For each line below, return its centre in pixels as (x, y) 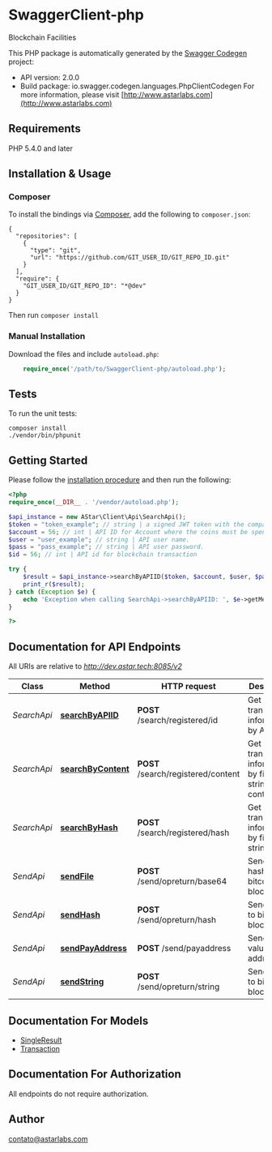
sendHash (81, 915)
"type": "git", (55, 251)
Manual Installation (47, 336)
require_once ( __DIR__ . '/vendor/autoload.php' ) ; (94, 503)
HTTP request (188, 687)
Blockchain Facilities (42, 37)
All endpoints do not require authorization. (79, 1094)
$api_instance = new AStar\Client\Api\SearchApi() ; (97, 516)
